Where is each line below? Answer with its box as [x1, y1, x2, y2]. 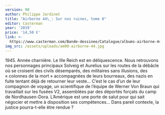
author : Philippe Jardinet [5, 12, 60, 17]
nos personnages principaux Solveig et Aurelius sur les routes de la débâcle [5, 62, 159, 68]
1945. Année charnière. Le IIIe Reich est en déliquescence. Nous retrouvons [5, 57, 159, 63]
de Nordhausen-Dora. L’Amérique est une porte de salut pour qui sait [5, 94, 145, 100]
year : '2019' [5, 26, 32, 30]
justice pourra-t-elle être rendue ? [5, 104, 74, 110]
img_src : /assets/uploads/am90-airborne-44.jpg [5, 44, 105, 49]
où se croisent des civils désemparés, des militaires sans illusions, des [5, 67, 148, 74]
